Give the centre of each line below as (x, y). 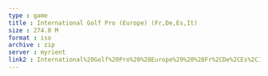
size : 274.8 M (33, 30)
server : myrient (37, 52)
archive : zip (32, 45)
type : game (28, 15)
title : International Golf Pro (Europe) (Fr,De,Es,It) (103, 23)
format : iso (30, 38)
